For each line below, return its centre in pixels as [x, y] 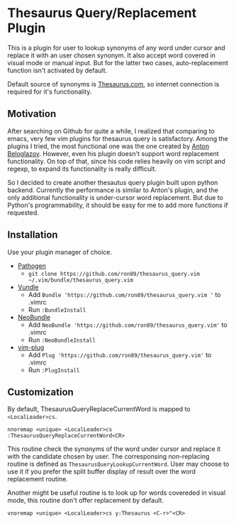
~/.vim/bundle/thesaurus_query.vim [80, 280]
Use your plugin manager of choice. [60, 252]
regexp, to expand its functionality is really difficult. [82, 169]
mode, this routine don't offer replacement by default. [86, 501]
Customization [41, 392]
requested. [23, 212]
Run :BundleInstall [57, 309]
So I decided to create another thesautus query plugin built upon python [113, 182]
